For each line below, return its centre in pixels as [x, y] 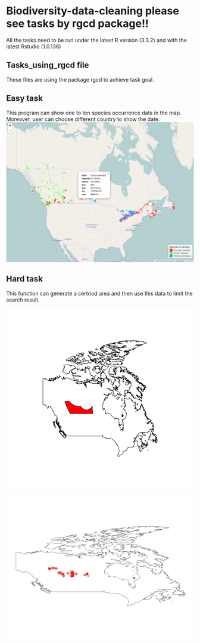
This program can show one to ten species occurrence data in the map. [94, 113]
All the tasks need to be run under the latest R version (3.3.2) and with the [97, 40]
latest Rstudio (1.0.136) [34, 46]
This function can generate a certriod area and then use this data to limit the [99, 293]
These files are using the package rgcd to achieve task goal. [80, 79]
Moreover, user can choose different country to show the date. [83, 119]
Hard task [25, 279]
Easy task [25, 99]
